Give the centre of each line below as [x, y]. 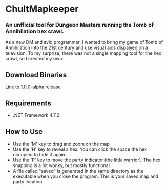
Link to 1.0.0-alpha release [33, 87]
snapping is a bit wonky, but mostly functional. [62, 165]
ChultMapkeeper [42, 9]
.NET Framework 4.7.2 [36, 115]
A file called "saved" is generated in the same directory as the [78, 171]
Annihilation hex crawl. [35, 31]
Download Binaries [36, 75]
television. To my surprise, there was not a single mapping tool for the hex [83, 53]
